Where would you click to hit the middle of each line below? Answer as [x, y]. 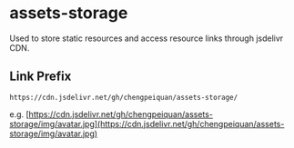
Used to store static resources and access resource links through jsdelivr [147, 38]
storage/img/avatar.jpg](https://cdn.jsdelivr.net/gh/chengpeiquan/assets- [147, 123]
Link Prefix [41, 77]
